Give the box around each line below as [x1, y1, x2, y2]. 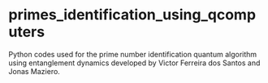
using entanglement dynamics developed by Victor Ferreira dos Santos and [8, 58, 261, 68]
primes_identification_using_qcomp [8, 6, 257, 24]
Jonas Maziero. [8, 66, 61, 76]
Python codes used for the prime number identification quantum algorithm [8, 49, 257, 59]
